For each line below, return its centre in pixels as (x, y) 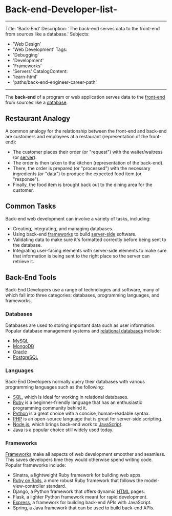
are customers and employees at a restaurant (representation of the (77, 136)
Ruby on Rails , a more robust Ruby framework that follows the (78, 481)
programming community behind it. (50, 408)
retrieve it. (23, 261)
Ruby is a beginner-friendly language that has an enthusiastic (77, 402)
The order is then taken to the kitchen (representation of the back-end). (88, 162)
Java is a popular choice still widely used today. (63, 430)
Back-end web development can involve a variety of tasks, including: (78, 218)
